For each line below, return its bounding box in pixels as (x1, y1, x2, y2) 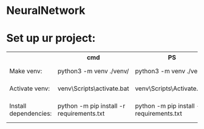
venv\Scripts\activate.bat (57, 84, 129, 93)
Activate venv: (9, 84, 50, 93)
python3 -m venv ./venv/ (57, 67, 129, 76)
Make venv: (9, 67, 42, 76)
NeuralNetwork (6, 4, 86, 18)
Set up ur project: (6, 31, 96, 45)
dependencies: (9, 110, 52, 118)
